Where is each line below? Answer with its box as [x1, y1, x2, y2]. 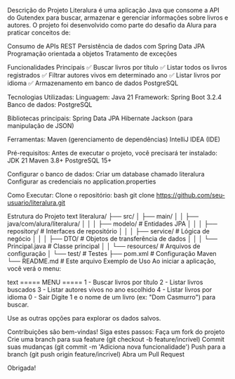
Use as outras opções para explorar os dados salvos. [7, 314, 161, 322]
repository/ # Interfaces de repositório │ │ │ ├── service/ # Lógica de [7, 227, 210, 235]
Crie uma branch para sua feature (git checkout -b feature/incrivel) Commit [7, 335, 224, 343]
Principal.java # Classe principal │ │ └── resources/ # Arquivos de [7, 242, 201, 250]
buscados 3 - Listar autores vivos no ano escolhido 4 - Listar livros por [7, 285, 213, 294]
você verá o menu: [7, 264, 62, 273]
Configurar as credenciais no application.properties [7, 177, 156, 186]
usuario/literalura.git [7, 198, 65, 207]
